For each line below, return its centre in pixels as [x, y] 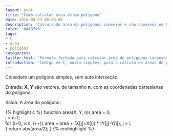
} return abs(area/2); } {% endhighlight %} [50, 129]
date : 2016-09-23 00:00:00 [34, 19]
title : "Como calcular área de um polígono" [53, 15]
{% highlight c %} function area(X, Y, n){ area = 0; [58, 112]
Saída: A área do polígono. [33, 103]
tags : [11, 34]
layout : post [19, 10]
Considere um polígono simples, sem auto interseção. [62, 77]
